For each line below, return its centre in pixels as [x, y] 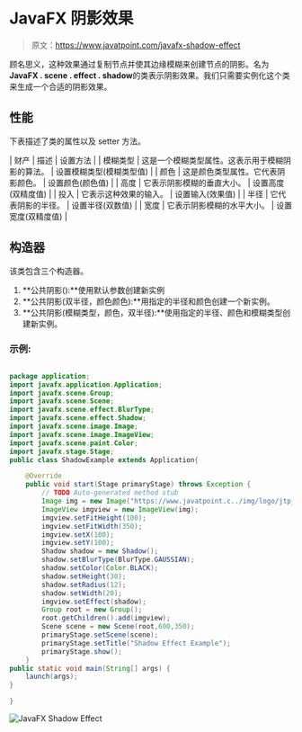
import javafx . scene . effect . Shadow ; [78, 418]
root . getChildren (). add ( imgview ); [106, 618]
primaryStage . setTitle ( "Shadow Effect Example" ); [136, 643]
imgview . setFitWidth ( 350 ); [92, 526]
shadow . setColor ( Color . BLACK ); [100, 568]
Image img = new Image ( [86, 501]
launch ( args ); [52, 677]
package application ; [50, 376]
